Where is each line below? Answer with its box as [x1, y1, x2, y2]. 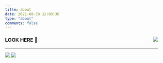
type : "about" [5, 16, 34, 21]
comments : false [5, 20, 38, 26]
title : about [5, 7, 32, 12]
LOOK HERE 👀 [5, 37, 38, 44]
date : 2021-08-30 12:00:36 [5, 12, 60, 16]
